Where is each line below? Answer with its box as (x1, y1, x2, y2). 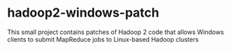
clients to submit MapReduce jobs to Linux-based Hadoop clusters (7, 35, 199, 43)
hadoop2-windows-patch (7, 5, 159, 21)
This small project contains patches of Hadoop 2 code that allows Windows (7, 28, 225, 36)
